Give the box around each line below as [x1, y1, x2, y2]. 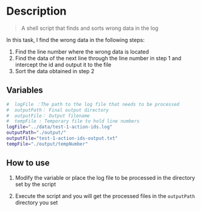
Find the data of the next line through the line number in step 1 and [15, 54, 182, 62]
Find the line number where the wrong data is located [15, 48, 149, 55]
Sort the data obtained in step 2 [15, 67, 95, 74]
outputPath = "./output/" [6, 130, 67, 136]
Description [6, 4, 67, 18]
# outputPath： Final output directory [6, 107, 109, 113]
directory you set [15, 199, 58, 206]
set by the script [15, 180, 56, 188]
